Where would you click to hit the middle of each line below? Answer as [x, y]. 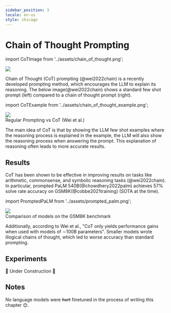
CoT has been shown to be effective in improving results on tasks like [79, 175]
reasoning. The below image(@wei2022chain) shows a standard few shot [83, 90]
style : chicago [22, 19]
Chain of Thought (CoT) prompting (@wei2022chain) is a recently [75, 79]
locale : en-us [21, 15]
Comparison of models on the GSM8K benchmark [58, 217]
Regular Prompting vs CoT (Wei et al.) [45, 120]
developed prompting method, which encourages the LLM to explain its [81, 84]
